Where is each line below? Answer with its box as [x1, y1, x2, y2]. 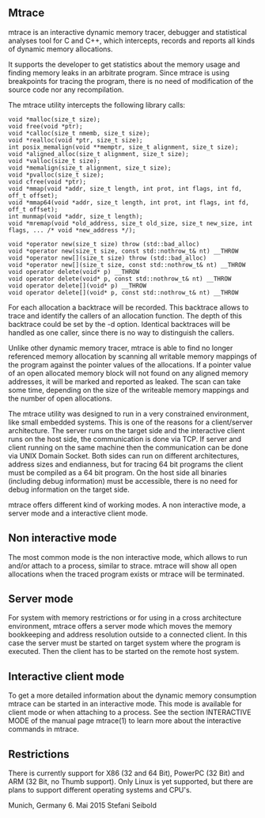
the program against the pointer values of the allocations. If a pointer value [8, 360, 252, 369]
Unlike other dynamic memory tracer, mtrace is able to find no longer [8, 343, 233, 352]
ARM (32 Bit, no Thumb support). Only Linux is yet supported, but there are [8, 777, 254, 786]
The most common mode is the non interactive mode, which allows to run [8, 552, 248, 561]
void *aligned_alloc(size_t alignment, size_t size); [8, 150, 190, 158]
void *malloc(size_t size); [8, 115, 101, 124]
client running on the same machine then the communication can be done [8, 443, 249, 452]
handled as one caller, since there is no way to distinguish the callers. [8, 328, 235, 337]
